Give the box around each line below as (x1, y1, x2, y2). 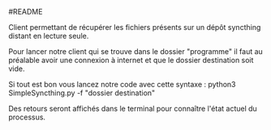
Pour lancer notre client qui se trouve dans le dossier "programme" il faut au (8, 47, 264, 56)
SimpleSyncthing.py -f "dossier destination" (8, 88, 156, 98)
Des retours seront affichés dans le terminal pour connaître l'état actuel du (8, 104, 257, 113)
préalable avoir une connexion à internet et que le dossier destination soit (8, 56, 254, 65)
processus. (8, 112, 46, 122)
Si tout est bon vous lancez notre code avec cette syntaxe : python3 (8, 80, 236, 89)
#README (8, 7, 43, 16)
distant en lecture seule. (8, 31, 89, 40)
